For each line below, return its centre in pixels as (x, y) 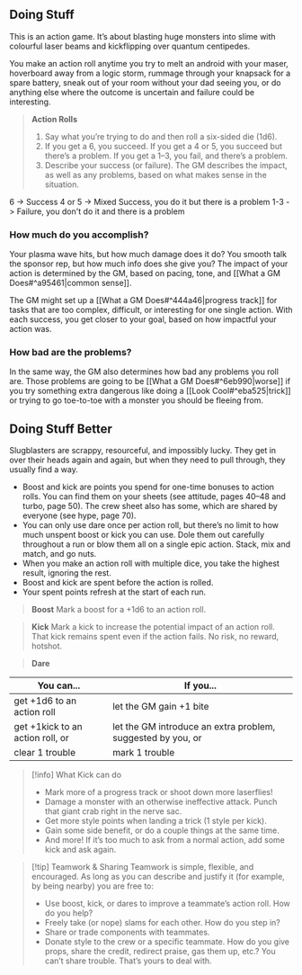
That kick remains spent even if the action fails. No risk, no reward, (155, 637)
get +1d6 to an (45, 701)
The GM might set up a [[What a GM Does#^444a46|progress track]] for (143, 300)
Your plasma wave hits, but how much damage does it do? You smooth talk (148, 255)
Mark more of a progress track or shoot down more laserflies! (159, 792)
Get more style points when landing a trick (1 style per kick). (156, 821)
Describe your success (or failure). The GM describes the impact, (166, 165)
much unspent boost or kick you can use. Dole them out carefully (143, 535)
